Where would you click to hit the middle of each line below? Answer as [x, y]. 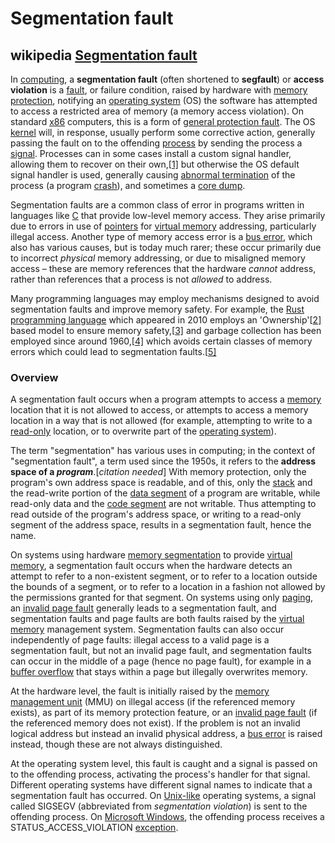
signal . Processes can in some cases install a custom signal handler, [151, 153]
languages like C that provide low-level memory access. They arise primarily [168, 215]
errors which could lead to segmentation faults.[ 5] [113, 351]
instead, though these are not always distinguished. [116, 744]
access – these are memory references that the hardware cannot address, [163, 268]
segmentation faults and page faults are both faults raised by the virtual [157, 619]
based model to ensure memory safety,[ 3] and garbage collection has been [166, 330]
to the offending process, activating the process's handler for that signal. [160, 774]
